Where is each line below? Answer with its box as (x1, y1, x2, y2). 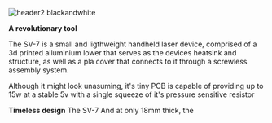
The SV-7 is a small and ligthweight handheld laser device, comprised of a (8, 39, 257, 49)
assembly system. (8, 65, 69, 75)
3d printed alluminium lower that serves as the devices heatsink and (8, 48, 237, 57)
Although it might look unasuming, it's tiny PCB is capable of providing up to (8, 81, 264, 90)
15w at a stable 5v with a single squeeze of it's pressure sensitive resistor (8, 90, 255, 99)
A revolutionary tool (8, 24, 77, 33)
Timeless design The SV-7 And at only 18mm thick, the (8, 106, 194, 115)
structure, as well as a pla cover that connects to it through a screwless (8, 57, 248, 66)
